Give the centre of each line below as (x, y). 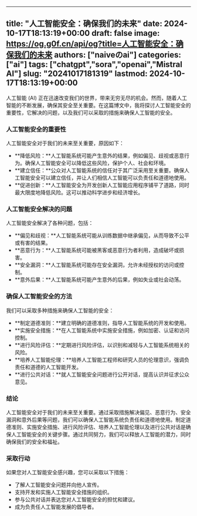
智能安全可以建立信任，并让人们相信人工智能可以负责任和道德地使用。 (104, 178)
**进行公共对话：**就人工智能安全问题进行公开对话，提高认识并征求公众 (102, 374)
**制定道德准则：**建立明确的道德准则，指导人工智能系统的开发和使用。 (102, 323)
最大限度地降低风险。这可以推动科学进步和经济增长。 (79, 192)
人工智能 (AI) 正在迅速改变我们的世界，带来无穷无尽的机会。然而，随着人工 (97, 98)
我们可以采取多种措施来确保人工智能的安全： (60, 310)
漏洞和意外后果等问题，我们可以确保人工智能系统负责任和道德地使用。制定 (96, 420)
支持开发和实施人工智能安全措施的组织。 (63, 492)
